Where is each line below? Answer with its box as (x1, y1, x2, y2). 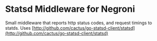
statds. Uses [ (5, 25, 34, 31)
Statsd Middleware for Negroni (5, 3, 136, 15)
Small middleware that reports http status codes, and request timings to (5, 20, 152, 26)
